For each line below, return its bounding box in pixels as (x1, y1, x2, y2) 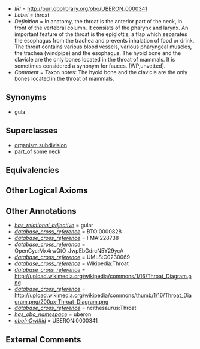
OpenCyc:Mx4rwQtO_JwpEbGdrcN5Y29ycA (14, 247, 124, 254)
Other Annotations (5, 206, 77, 216)
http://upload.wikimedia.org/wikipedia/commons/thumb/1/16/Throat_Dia (14, 292, 192, 299)
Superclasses (5, 126, 58, 136)
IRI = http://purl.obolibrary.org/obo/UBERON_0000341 (14, 5, 147, 12)
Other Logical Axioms (5, 186, 88, 196)
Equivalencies (5, 165, 59, 175)
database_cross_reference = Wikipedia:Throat (14, 260, 129, 267)
